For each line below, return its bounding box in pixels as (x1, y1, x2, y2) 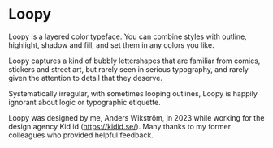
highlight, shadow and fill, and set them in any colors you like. (8, 40, 214, 49)
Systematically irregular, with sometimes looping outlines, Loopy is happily (8, 88, 258, 98)
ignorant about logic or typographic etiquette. (8, 97, 161, 107)
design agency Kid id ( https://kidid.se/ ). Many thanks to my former (8, 121, 232, 131)
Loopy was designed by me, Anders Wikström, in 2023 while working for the (8, 112, 265, 122)
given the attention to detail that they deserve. (8, 73, 162, 82)
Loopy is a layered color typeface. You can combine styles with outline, (8, 32, 248, 41)
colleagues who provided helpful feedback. (8, 130, 154, 140)
